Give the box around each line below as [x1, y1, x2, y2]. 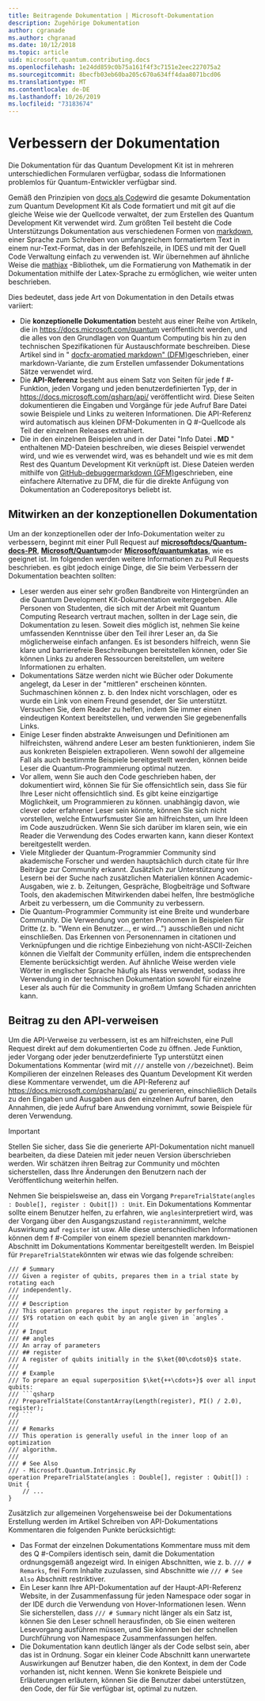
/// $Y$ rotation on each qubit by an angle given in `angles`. [8, 1314, 225, 1322]
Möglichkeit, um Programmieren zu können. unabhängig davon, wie [19, 797, 240, 806]
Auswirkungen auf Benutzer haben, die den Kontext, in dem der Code [19, 1658, 247, 1668]
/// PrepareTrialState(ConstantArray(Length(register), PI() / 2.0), [8, 1397, 243, 1405]
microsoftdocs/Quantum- [161, 537, 248, 547]
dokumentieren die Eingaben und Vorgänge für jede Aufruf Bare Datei [19, 401, 248, 410]
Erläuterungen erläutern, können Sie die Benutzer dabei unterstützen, [19, 1675, 247, 1684]
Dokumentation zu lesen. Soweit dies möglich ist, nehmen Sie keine [19, 620, 240, 629]
